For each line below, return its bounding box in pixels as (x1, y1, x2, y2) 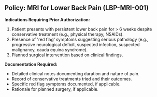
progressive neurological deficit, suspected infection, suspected (11, 41, 140, 48)
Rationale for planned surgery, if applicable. (11, 86, 99, 92)
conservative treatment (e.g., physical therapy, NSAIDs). (11, 31, 124, 37)
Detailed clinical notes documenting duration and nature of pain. (11, 70, 140, 77)
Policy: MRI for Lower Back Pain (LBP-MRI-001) (4, 4, 149, 12)
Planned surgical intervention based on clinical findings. (11, 52, 123, 58)
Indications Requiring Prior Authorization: (4, 16, 90, 22)
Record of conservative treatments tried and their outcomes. (11, 76, 132, 81)
